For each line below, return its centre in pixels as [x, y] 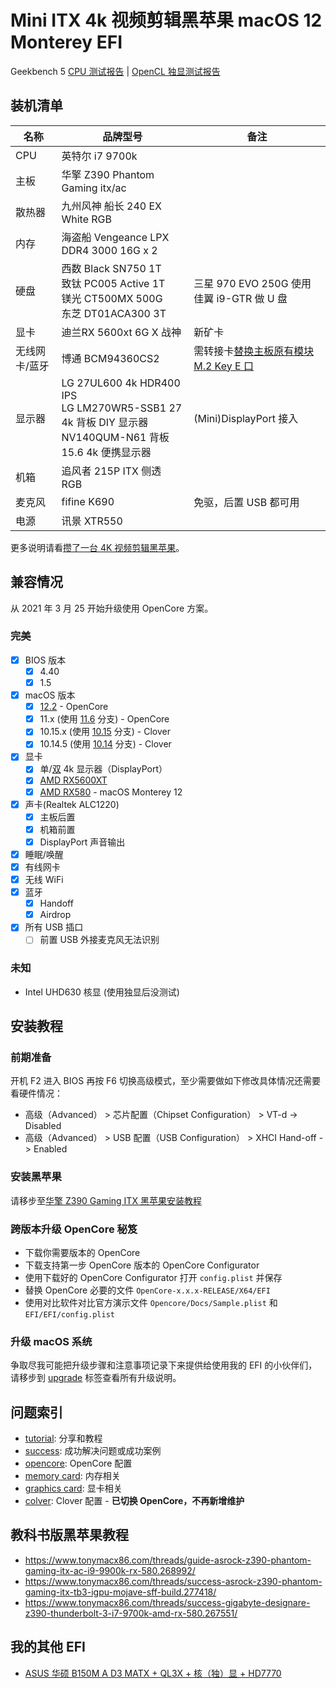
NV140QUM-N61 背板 [115, 437]
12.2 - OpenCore [74, 707]
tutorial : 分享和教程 [63, 1438]
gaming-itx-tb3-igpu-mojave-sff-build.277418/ [120, 1592]
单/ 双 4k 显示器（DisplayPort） [103, 769]
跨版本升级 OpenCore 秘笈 [74, 1229]
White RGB [86, 219]
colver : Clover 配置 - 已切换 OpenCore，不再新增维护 [134, 1501]
